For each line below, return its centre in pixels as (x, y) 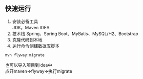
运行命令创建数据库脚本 (36, 46)
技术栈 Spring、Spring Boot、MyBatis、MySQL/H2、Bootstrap (75, 34)
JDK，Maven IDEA (31, 27)
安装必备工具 (25, 21)
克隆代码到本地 (27, 39)
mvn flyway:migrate (25, 55)
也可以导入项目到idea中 (29, 65)
